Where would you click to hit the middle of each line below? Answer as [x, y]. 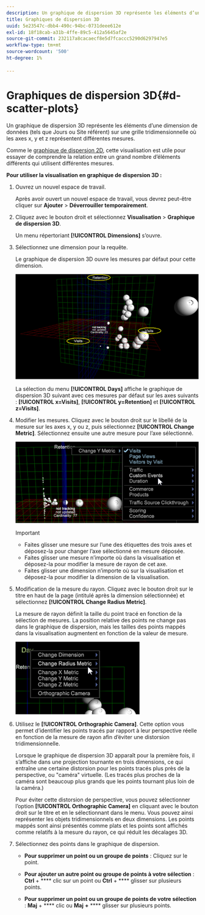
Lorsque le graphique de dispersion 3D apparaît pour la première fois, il [105, 756]
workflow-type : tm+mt [34, 45]
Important [27, 533]
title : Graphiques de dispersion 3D [53, 19]
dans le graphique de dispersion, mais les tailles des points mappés [100, 627]
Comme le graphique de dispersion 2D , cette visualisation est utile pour [96, 150]
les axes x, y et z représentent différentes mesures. [71, 138]
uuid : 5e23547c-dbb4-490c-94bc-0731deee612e [64, 26]
